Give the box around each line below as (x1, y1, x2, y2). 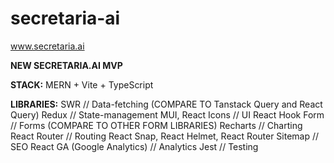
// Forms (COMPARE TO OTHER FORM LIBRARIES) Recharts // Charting (10, 119, 303, 131)
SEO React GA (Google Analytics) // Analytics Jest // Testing (10, 140, 259, 152)
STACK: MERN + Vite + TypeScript (10, 78, 154, 91)
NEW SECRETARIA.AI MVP (10, 59, 123, 71)
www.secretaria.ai (10, 40, 85, 52)
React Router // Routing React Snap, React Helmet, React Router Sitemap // (10, 130, 320, 142)
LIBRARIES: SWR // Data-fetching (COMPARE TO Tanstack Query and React (10, 98, 323, 110)
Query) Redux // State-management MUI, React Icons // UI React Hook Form (10, 108, 325, 121)
